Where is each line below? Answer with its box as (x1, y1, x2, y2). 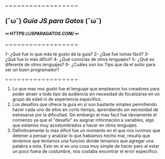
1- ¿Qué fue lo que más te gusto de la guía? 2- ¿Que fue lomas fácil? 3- (5, 51, 150, 57)
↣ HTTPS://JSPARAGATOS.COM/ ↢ (5, 30, 79, 36)
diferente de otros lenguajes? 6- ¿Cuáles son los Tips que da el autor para (5, 61, 156, 67)
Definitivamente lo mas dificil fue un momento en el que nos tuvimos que (12, 127, 161, 133)
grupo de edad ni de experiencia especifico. (12, 96, 102, 102)
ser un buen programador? (5, 67, 60, 73)
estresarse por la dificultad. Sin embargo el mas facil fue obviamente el (12, 111, 157, 118)
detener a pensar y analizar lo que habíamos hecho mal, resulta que (12, 132, 150, 138)
